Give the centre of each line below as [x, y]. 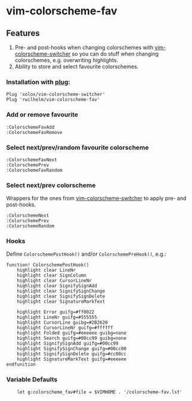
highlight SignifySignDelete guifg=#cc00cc [72, 354]
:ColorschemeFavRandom [34, 170]
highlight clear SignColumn [52, 276]
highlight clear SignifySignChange [61, 291]
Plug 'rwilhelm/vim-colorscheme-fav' [53, 100]
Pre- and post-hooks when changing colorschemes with [84, 47]
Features [23, 33]
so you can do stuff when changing [115, 54]
